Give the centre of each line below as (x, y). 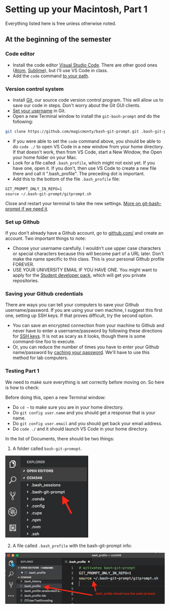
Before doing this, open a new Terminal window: (56, 397)
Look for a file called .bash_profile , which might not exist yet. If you (84, 163)
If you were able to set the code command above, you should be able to (87, 141)
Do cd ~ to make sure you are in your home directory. (68, 407)
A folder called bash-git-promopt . (47, 448)
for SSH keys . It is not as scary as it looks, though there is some (79, 336)
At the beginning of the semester (58, 39)
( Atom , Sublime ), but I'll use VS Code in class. (60, 70)
